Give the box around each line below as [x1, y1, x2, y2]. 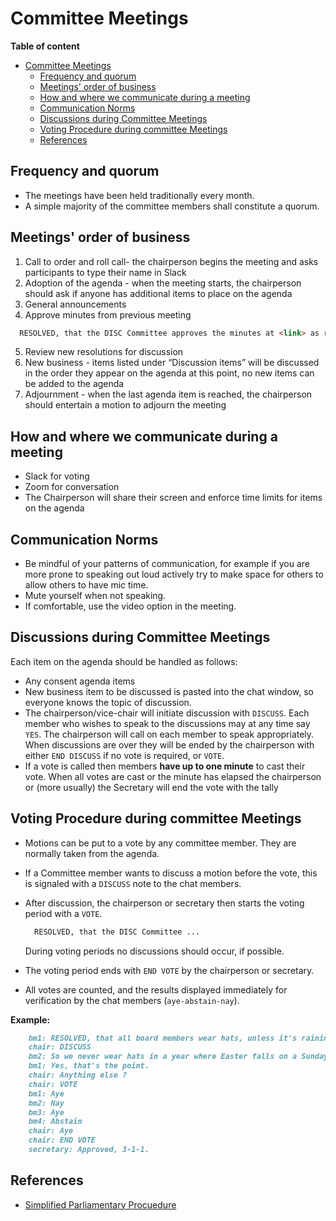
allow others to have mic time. [24, 579, 149, 591]
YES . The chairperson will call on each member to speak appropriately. [24, 728, 315, 740]
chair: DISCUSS [28, 1042, 92, 1052]
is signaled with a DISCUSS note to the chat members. [24, 877, 242, 889]
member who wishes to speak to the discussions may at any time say [24, 717, 311, 729]
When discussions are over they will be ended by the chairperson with [24, 738, 315, 751]
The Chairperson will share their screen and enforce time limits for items [24, 492, 323, 504]
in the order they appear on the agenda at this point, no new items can [24, 367, 315, 379]
